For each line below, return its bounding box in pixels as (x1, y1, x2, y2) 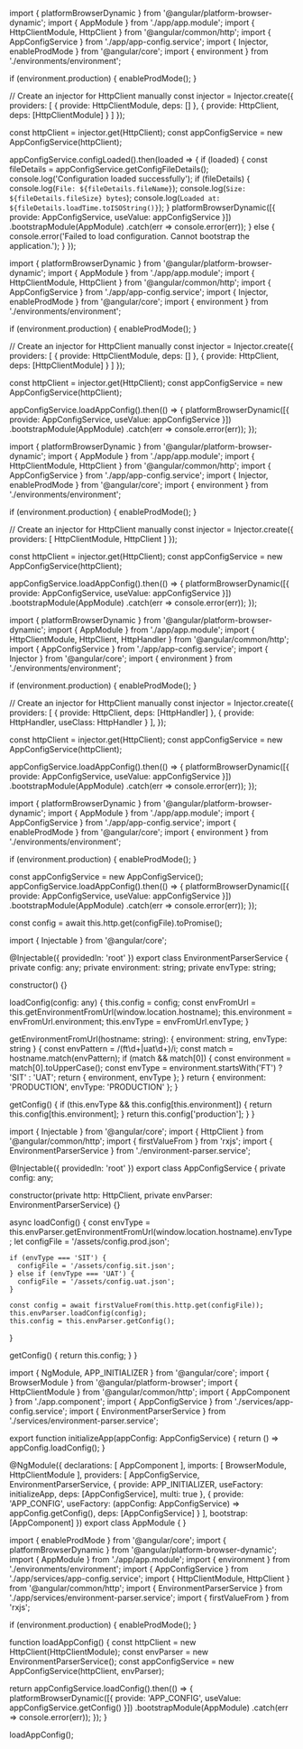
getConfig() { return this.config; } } (9, 1350, 138, 1360)
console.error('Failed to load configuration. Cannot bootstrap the (9, 231, 250, 242)
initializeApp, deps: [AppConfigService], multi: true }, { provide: (9, 1488, 244, 1499)
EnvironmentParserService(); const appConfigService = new (9, 1656, 234, 1667)
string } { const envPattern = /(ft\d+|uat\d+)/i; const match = (9, 1044, 234, 1054)
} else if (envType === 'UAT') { (9, 1269, 135, 1278)
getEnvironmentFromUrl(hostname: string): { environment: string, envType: (9, 1034, 288, 1045)
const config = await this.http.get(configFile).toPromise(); (9, 917, 223, 928)
